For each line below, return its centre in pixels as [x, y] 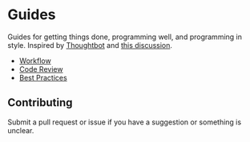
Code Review [41, 69]
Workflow [35, 61]
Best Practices [43, 77]
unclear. [21, 130]
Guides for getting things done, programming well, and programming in [125, 37]
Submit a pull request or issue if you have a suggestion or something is [125, 122]
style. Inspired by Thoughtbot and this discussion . [90, 45]
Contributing [40, 103]
